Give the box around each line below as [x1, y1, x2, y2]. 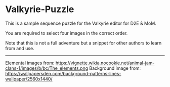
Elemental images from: [5, 60, 55, 66]
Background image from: [89, 65, 141, 71]
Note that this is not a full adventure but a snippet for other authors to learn [5, 39, 162, 46]
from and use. [5, 45, 34, 51]
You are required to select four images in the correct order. [5, 30, 128, 36]
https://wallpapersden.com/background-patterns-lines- [5, 70, 121, 76]
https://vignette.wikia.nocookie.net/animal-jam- [55, 60, 155, 66]
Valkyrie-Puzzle [5, 4, 74, 15]
